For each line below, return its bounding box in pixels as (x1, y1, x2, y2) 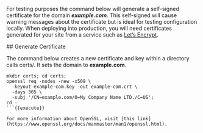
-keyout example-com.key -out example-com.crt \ (12, 84, 138, 90)
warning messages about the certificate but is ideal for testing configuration (6, 18, 198, 25)
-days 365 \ (12, 89, 43, 95)
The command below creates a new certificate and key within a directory (6, 55, 190, 62)
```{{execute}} (6, 105, 45, 111)
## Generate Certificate (6, 43, 66, 50)
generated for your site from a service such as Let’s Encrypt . (6, 31, 158, 38)
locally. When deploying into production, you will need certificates (6, 24, 173, 32)
